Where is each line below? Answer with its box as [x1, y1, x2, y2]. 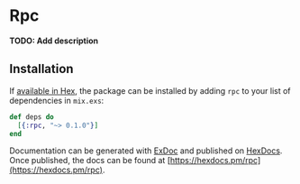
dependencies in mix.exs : [9, 95, 105, 106]
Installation [9, 61, 74, 77]
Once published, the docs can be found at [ [9, 155, 171, 166]
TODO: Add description [9, 35, 99, 46]
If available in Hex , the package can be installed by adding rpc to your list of [9, 85, 291, 96]
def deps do [9, 112, 54, 122]
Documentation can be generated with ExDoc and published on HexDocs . [9, 145, 283, 156]
